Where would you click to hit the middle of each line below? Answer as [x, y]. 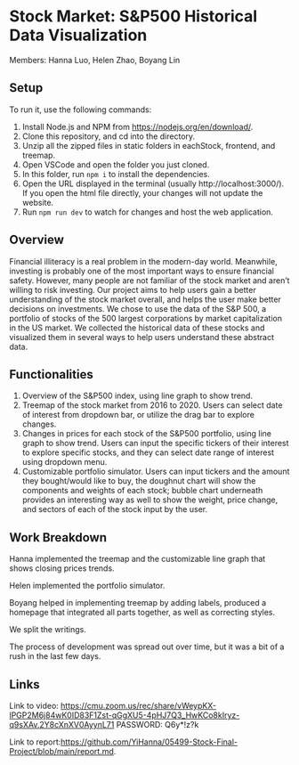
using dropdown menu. [65, 462]
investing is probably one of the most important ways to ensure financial [141, 271]
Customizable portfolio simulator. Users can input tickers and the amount [156, 472]
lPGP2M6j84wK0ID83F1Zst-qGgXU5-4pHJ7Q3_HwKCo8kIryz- [125, 715]
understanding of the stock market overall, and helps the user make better [145, 299]
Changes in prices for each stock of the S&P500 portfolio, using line [146, 434]
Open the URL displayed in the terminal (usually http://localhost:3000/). [153, 183]
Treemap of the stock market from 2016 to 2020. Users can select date [152, 405]
